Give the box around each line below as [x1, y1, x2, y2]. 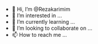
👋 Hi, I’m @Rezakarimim [11, 6, 71, 12]
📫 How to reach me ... [11, 32, 67, 38]
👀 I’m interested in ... [11, 12, 62, 19]
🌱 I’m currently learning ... [11, 18, 75, 25]
